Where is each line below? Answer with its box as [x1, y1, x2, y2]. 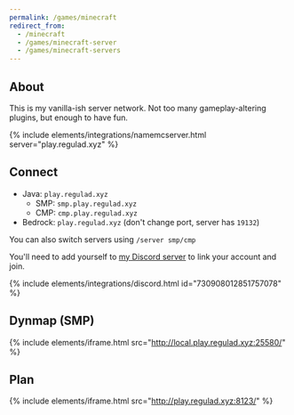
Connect [9, 165, 59, 180]
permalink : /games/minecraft [9, 12, 117, 22]
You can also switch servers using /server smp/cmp [9, 233, 196, 245]
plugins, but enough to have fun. [9, 112, 129, 123]
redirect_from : [9, 21, 66, 30]
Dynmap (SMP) [9, 313, 95, 329]
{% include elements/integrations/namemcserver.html [9, 129, 207, 140]
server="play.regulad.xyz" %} [9, 139, 119, 150]
